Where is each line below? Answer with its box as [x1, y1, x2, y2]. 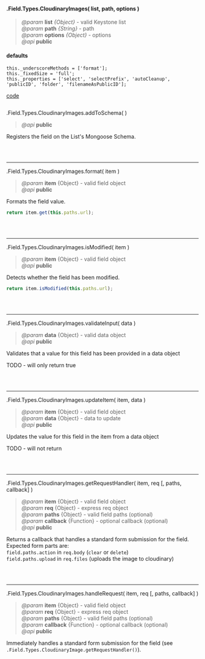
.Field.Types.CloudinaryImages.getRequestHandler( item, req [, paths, [6, 479, 182, 487]
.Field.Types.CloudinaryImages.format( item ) [6, 168, 120, 175]
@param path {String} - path [21, 25, 95, 32]
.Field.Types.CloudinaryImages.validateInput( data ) [6, 319, 136, 327]
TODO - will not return [6, 445, 62, 452]
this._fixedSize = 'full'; [6, 71, 75, 77]
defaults [6, 52, 29, 59]
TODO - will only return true [6, 362, 76, 369]
